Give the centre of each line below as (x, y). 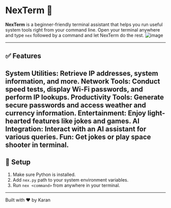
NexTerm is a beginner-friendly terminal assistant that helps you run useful (84, 24)
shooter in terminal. (37, 145)
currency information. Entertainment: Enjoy (76, 113)
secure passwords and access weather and (76, 105)
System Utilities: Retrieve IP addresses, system (82, 73)
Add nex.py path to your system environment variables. (70, 180)
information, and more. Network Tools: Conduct (83, 81)
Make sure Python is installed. (44, 174)
